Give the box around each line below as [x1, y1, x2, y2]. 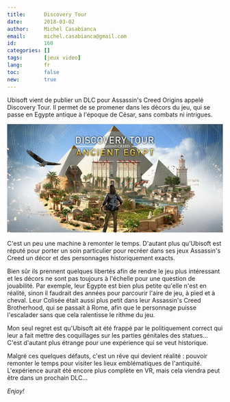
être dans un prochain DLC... [7, 374, 88, 382]
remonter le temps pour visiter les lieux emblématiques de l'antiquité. [7, 360, 202, 368]
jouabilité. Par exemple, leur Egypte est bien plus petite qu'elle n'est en [7, 281, 207, 290]
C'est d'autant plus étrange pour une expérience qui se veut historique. [7, 339, 209, 347]
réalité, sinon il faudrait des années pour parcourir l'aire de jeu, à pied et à [7, 289, 216, 297]
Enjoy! [7, 387, 25, 395]
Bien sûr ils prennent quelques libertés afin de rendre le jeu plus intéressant [7, 267, 220, 275]
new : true [7, 76, 57, 83]
